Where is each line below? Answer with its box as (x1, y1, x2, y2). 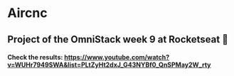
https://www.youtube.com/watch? (63, 53, 170, 62)
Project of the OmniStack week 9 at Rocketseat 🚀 (7, 33, 229, 45)
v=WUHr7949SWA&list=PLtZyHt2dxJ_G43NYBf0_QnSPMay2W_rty (7, 60, 211, 69)
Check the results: (7, 53, 63, 62)
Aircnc (7, 5, 48, 21)
